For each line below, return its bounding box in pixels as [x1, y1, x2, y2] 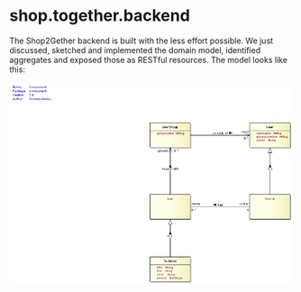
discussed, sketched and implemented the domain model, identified [9, 44, 261, 55]
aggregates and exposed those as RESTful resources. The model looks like [9, 54, 288, 65]
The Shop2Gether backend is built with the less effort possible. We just [9, 35, 273, 46]
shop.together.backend [9, 5, 191, 26]
